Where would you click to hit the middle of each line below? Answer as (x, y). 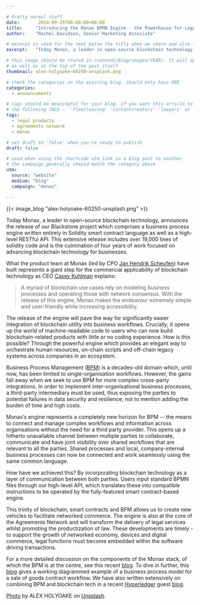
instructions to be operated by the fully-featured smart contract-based (93, 491)
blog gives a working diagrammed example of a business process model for (99, 571)
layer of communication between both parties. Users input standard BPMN (98, 479)
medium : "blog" (30, 181)
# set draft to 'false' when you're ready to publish (74, 142)
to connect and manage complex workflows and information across (89, 423)
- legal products (33, 121)
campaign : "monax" (35, 186)
